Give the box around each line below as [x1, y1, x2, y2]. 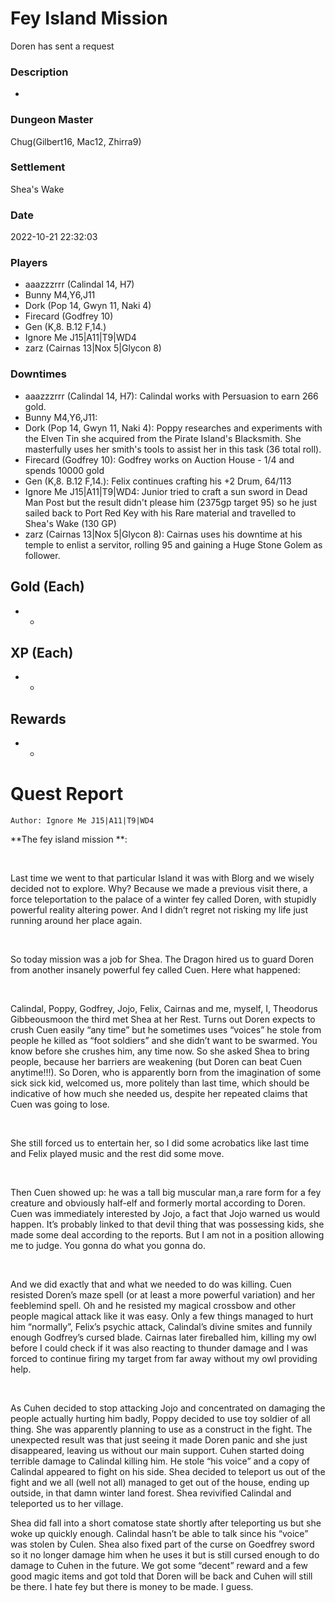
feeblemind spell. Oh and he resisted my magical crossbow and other [10, 1300, 296, 1312]
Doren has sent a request [10, 40, 115, 52]
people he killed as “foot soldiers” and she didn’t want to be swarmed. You [10, 1035, 318, 1047]
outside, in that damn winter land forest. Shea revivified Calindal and [10, 1487, 292, 1499]
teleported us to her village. [10, 1498, 124, 1510]
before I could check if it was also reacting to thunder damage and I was [10, 1342, 308, 1354]
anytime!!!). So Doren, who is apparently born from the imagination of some [10, 1067, 322, 1079]
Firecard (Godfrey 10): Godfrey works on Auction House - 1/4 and [24, 453, 295, 466]
